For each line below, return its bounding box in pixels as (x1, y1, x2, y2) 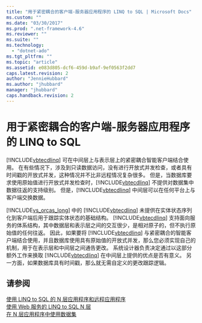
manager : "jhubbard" (6, 87, 58, 93)
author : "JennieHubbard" (6, 76, 69, 82)
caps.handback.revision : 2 (6, 92, 74, 98)
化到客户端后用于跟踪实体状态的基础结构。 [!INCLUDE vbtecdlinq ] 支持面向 (6, 214, 191, 221)
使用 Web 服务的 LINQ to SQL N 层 (6, 303, 91, 310)
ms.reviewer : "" (6, 31, 47, 37)
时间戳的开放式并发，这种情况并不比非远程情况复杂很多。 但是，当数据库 (6, 171, 187, 178)
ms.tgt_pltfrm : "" (6, 53, 52, 59)
